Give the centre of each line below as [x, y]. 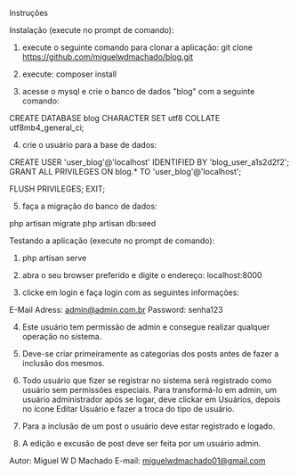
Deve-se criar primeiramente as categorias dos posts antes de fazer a [150, 354]
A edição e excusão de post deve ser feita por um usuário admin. [141, 443]
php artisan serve [54, 258]
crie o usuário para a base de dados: [89, 145]
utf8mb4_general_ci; [47, 127]
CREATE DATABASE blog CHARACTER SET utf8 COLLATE [115, 118]
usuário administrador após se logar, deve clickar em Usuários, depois [151, 399]
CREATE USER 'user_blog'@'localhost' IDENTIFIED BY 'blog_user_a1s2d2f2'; [149, 162]
